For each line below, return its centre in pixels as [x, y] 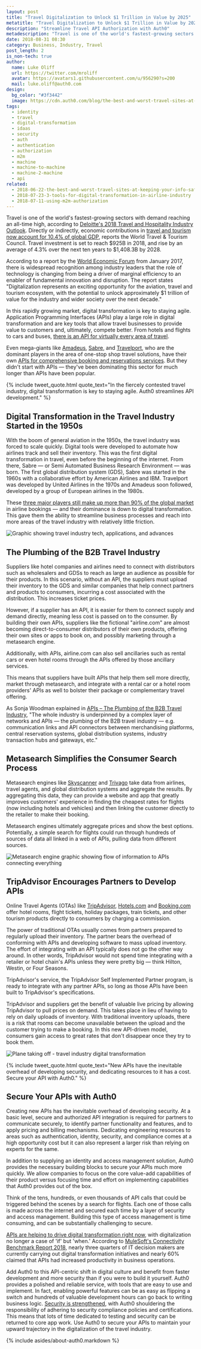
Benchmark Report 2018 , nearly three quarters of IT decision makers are [95, 1247]
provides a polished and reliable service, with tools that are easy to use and [99, 1284]
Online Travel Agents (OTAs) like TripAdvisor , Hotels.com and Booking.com [99, 905]
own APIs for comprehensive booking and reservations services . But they [97, 361]
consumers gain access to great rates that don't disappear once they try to [99, 1036]
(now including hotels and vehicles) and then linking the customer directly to [100, 808]
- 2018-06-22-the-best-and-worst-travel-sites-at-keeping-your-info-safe [105, 190]
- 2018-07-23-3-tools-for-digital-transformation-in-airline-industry [101, 195]
